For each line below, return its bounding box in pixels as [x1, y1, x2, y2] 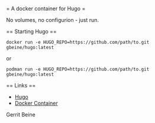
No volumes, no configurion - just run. [6, 17, 99, 23]
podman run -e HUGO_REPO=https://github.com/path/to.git [6, 66, 150, 72]
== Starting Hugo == [6, 28, 57, 35]
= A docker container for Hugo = [6, 5, 86, 12]
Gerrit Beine [6, 111, 35, 118]
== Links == [6, 82, 36, 89]
